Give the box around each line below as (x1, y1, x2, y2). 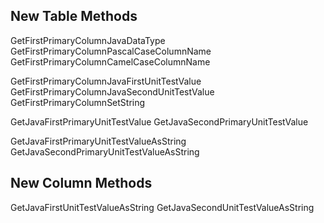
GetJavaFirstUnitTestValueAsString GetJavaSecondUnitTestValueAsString (10, 201, 315, 213)
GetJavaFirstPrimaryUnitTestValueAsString (10, 135, 187, 147)
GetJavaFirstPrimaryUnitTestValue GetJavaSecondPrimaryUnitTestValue (10, 115, 309, 128)
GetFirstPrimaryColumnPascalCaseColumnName (10, 45, 212, 57)
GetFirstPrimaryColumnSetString (10, 96, 146, 108)
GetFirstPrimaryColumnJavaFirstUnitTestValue (10, 75, 202, 87)
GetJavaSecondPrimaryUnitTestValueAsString (10, 145, 200, 158)
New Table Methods (10, 8, 138, 25)
